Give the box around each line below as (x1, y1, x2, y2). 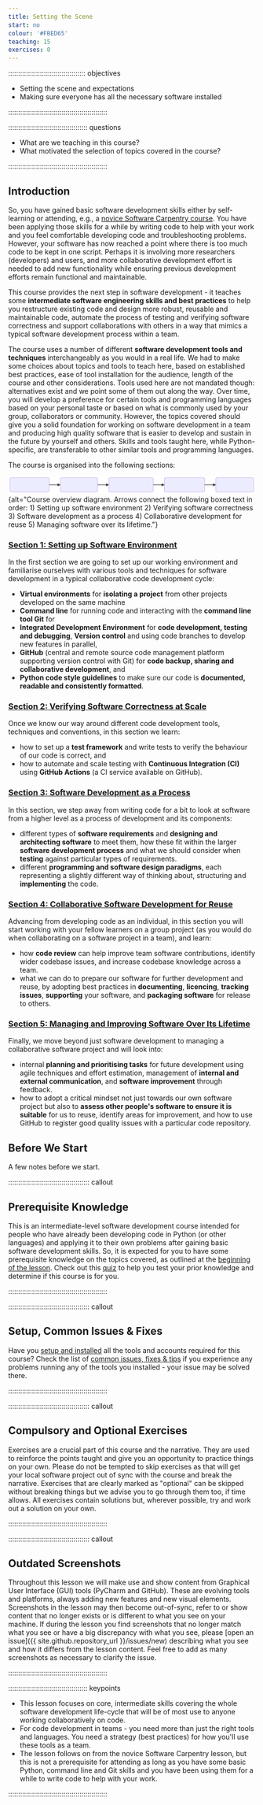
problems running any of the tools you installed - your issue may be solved (8, 1362, 250, 1372)
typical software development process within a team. (8, 329, 180, 339)
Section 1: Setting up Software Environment (8, 539, 178, 550)
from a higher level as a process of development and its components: (8, 814, 233, 823)
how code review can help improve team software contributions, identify (19, 949, 256, 958)
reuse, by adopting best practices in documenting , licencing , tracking (19, 982, 250, 991)
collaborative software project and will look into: (8, 1044, 163, 1054)
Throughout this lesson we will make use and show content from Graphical (8, 1577, 250, 1587)
